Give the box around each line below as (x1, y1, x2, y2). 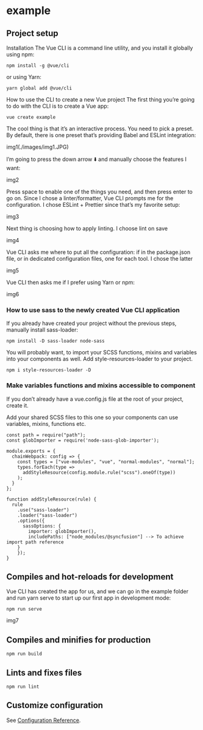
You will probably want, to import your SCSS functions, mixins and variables (6, 349, 197, 356)
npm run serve (6, 606, 43, 613)
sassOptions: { (22, 523, 62, 529)
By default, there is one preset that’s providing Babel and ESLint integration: (6, 132, 196, 138)
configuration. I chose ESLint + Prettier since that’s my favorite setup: (6, 201, 180, 208)
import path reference (6, 539, 64, 545)
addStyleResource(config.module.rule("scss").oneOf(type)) (22, 469, 176, 475)
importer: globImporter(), (28, 528, 97, 534)
